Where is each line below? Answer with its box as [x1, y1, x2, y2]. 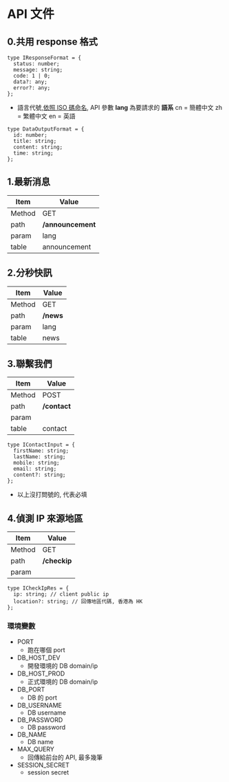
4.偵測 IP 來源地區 [7, 513, 83, 524]
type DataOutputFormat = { [7, 126, 85, 133]
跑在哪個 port [27, 645, 65, 653]
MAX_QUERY [17, 745, 55, 753]
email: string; [13, 465, 57, 473]
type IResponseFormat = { [7, 54, 81, 61]
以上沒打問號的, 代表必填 [17, 491, 87, 499]
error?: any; [13, 85, 51, 91]
